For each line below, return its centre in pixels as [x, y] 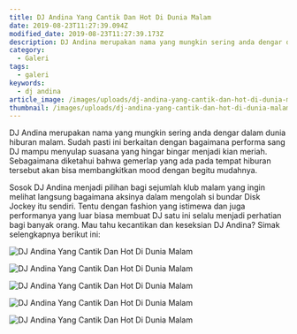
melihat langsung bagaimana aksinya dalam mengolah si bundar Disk [135, 197]
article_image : [37, 99]
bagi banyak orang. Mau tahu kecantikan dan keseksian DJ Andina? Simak [145, 225]
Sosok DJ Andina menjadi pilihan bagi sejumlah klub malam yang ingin [137, 187]
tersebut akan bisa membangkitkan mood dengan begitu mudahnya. [133, 171]
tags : [19, 67]
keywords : [27, 83]
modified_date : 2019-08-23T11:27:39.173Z [87, 34]
